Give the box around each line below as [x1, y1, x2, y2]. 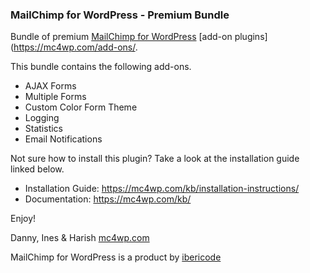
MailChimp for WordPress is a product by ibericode [10, 251, 222, 263]
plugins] [234, 31, 268, 43]
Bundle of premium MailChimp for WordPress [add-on [10, 31, 233, 43]
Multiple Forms [24, 91, 87, 103]
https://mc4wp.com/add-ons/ [13, 41, 136, 53]
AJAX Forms [24, 80, 77, 92]
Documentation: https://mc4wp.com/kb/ [24, 193, 192, 205]
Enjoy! [10, 213, 37, 225]
